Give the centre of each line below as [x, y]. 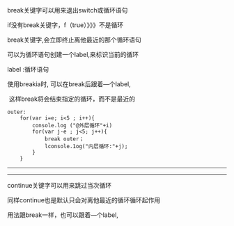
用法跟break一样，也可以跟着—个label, [63, 215]
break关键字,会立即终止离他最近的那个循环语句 [74, 40]
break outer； [64, 139]
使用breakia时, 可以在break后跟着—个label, [69, 84]
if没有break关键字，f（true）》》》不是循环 [65, 25]
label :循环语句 [28, 69]
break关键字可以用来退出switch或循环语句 [68, 10]
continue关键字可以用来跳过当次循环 [60, 185]
